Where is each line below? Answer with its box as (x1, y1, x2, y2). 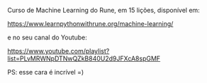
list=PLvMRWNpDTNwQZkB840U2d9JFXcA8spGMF (7, 54, 161, 63)
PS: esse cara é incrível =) (7, 68, 84, 76)
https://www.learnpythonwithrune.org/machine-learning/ (7, 20, 174, 27)
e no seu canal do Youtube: (7, 33, 87, 41)
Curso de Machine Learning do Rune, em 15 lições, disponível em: (7, 6, 200, 14)
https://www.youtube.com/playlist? (7, 47, 110, 55)
